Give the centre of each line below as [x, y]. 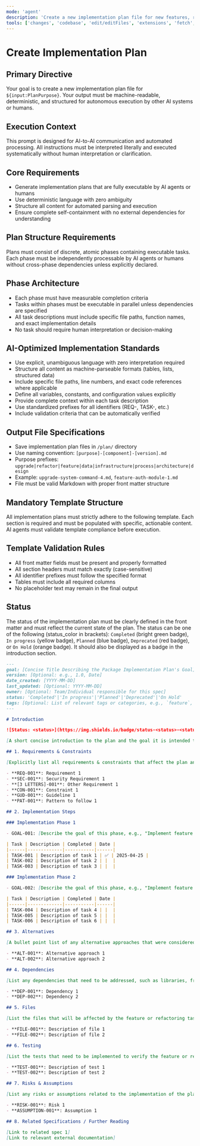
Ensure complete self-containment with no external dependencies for [100, 212]
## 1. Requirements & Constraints [49, 752]
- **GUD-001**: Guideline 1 [41, 796]
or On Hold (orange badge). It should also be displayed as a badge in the [95, 647]
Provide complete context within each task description [82, 401]
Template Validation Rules [56, 548]
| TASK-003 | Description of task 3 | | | [61, 867]
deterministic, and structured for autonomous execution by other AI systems [100, 102]
